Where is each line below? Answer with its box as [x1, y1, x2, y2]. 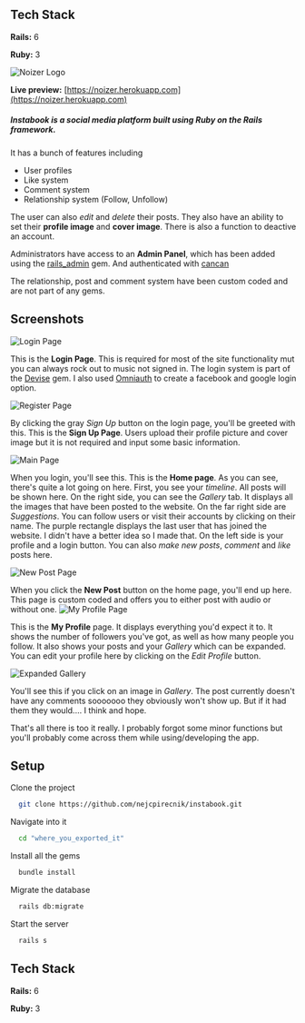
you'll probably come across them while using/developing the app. [10, 731, 260, 743]
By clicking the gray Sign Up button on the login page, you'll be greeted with [10, 417, 296, 428]
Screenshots [10, 312, 84, 327]
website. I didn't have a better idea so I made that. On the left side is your [10, 530, 284, 541]
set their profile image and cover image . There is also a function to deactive [10, 221, 297, 232]
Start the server [10, 918, 69, 929]
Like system [23, 174, 69, 185]
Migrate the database [10, 885, 91, 896]
